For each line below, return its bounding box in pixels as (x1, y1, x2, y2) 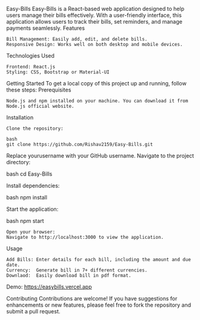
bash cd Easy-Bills (6, 170, 53, 178)
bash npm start (6, 218, 44, 224)
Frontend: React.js (6, 64, 56, 70)
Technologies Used (6, 52, 55, 59)
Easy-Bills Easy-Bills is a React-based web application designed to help (6, 5, 185, 12)
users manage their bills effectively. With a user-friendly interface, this (6, 12, 182, 19)
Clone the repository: (6, 125, 64, 132)
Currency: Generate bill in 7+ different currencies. (6, 267, 148, 273)
